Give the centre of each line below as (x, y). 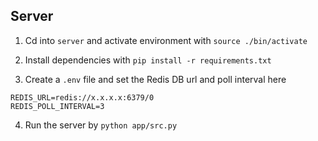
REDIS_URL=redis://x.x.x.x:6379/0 (82, 97)
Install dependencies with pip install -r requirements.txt (148, 60)
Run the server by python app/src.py (101, 125)
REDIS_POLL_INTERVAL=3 (57, 106)
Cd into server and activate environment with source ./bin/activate (166, 40)
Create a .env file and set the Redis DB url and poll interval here (155, 79)
